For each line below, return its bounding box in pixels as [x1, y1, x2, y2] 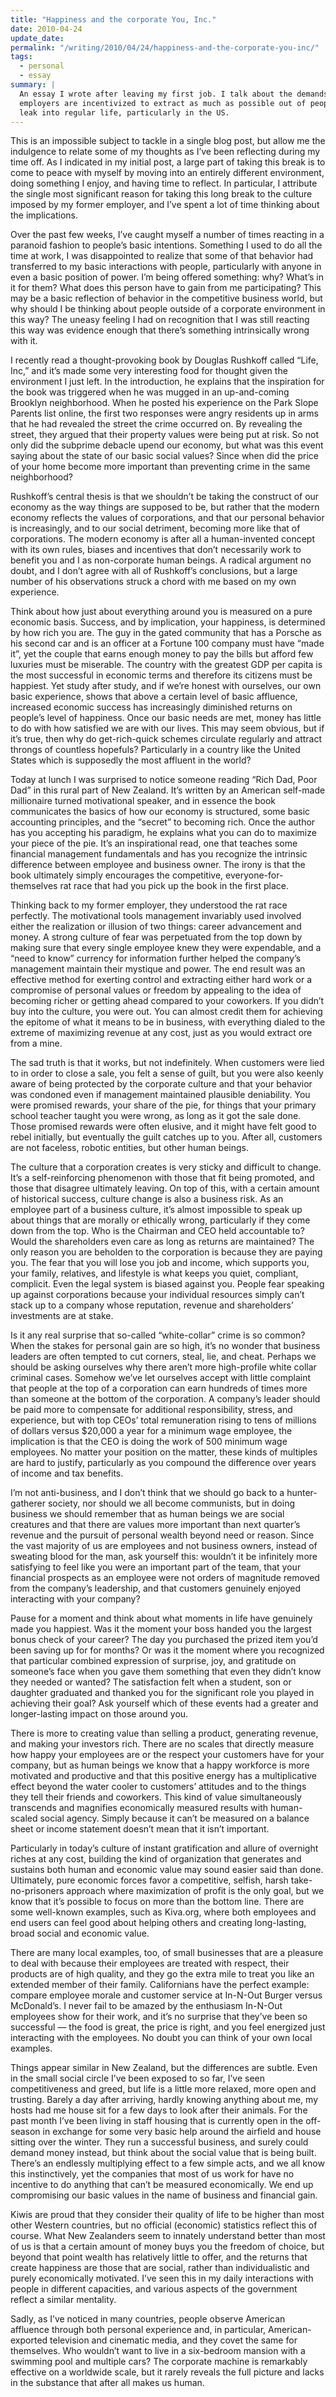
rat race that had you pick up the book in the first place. [59, 880, 289, 892]
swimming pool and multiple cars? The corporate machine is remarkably [10, 2356, 308, 2368]
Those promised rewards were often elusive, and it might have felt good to [10, 1121, 317, 1133]
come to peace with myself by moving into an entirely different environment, [10, 167, 325, 179]
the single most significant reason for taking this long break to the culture [10, 188, 313, 200]
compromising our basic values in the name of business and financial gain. [10, 2189, 318, 2201]
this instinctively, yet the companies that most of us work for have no [10, 2168, 295, 2180]
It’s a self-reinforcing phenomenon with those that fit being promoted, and [10, 1172, 315, 1184]
